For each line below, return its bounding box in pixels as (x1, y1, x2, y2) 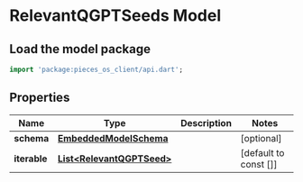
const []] (240, 158, 278, 170)
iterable (14, 152, 48, 165)
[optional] (240, 132, 282, 144)
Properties (9, 90, 70, 105)
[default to (240, 146, 285, 159)
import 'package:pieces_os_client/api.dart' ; (9, 65, 183, 74)
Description (179, 116, 233, 129)
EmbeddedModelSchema (57, 132, 169, 144)
